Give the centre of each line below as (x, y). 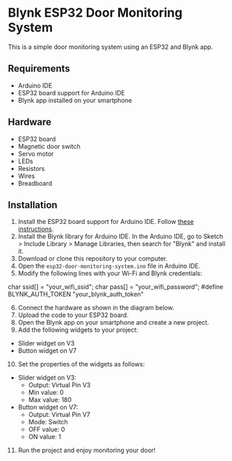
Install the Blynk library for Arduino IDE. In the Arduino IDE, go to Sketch (121, 236)
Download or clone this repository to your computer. (93, 259)
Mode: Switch (48, 422)
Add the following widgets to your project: (78, 330)
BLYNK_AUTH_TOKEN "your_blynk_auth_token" (76, 294)
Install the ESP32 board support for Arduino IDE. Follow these (106, 222)
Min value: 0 (46, 393)
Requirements (39, 68)
